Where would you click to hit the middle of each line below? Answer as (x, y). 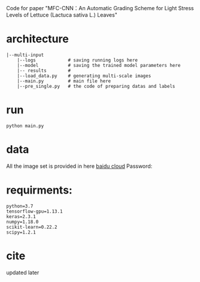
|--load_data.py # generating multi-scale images (84, 76)
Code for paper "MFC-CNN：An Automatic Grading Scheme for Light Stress (100, 8)
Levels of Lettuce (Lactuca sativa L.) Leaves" (62, 15)
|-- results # (44, 70)
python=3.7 (20, 206)
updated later (23, 272)
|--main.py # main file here (64, 81)
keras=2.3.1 (21, 216)
